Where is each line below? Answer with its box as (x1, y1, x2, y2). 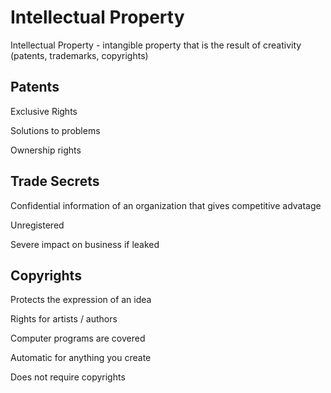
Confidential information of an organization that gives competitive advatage (10, 199, 322, 211)
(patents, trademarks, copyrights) (10, 49, 149, 61)
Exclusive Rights (10, 105, 78, 117)
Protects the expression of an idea (10, 294, 152, 306)
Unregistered (10, 219, 65, 231)
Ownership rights (10, 144, 82, 156)
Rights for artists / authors (10, 313, 118, 325)
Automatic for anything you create (10, 352, 152, 364)
